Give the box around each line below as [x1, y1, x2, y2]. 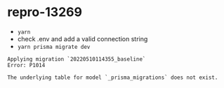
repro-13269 [7, 4, 83, 20]
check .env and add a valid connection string [17, 34, 148, 43]
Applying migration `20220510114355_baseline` [7, 55, 146, 63]
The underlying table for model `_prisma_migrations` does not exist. [7, 74, 218, 81]
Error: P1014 [7, 61, 46, 68]
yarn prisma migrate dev [17, 43, 91, 50]
